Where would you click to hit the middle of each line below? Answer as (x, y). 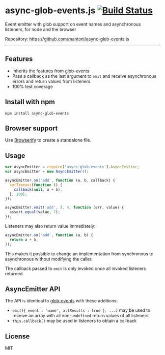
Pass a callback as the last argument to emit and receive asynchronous (84, 76)
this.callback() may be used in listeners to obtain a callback (74, 321)
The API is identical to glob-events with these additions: (61, 301)
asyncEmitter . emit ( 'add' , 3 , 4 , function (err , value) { (65, 207)
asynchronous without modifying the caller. (49, 259)
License (17, 336)
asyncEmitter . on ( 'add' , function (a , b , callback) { (60, 180)
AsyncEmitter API (33, 289)
